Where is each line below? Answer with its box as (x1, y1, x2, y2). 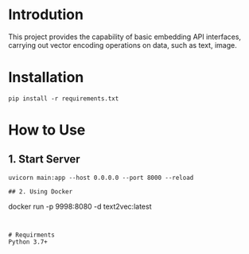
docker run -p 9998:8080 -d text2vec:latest (8, 201, 152, 211)
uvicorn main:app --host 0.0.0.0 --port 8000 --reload (8, 174, 194, 182)
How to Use (8, 121, 86, 139)
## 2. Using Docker (8, 187, 73, 196)
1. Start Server (8, 153, 81, 166)
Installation (8, 68, 84, 87)
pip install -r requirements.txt (8, 94, 119, 103)
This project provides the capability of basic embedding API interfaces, (8, 32, 241, 41)
